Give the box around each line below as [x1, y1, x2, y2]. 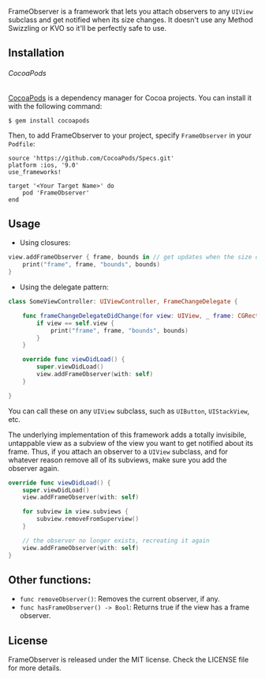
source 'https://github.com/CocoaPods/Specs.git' [8, 154, 175, 162]
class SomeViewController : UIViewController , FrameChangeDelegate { [8, 298, 238, 306]
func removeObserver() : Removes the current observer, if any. [19, 594, 221, 604]
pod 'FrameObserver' [22, 189, 90, 197]
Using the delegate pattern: [19, 282, 109, 292]
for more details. [8, 663, 62, 673]
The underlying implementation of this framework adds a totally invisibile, [8, 430, 247, 439]
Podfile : [8, 138, 35, 149]
